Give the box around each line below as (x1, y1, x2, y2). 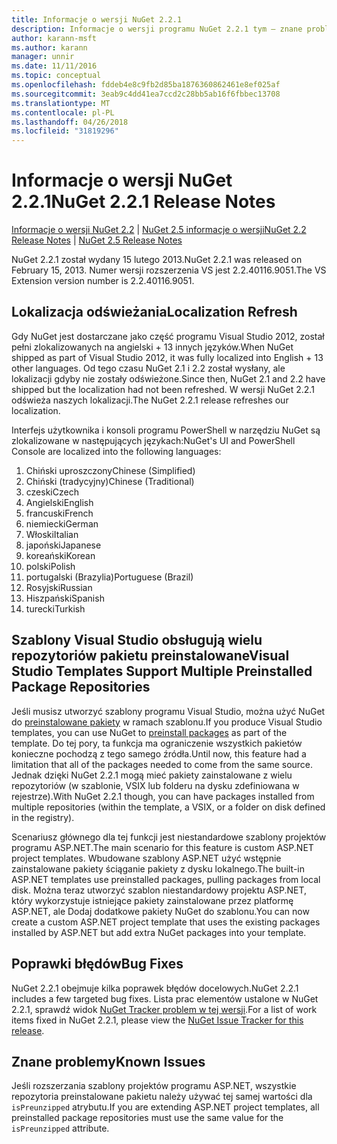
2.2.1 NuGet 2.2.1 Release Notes (11, 191, 276, 213)
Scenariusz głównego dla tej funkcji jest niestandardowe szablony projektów (11, 831, 327, 843)
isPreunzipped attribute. (11, 1122, 110, 1135)
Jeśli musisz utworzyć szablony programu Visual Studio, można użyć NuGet (11, 705, 326, 717)
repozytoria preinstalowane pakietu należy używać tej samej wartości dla (11, 1091, 313, 1103)
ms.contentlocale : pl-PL (11, 107, 115, 118)
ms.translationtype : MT (11, 98, 111, 108)
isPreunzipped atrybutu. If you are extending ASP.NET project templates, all (11, 1101, 320, 1113)
